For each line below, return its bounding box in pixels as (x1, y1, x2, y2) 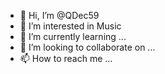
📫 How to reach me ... (19, 53, 113, 64)
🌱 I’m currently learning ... (19, 31, 127, 42)
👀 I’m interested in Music (19, 20, 122, 32)
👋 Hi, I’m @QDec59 (19, 10, 100, 21)
